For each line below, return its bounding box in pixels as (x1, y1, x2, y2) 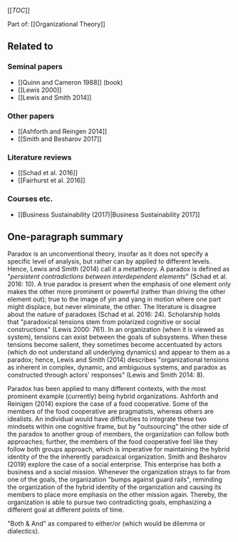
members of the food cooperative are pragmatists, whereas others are (7, 407, 214, 416)
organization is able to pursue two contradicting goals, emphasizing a (7, 498, 212, 506)
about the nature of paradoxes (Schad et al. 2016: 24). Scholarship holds (7, 310, 221, 319)
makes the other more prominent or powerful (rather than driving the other (7, 288, 226, 296)
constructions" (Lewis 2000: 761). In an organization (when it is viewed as (7, 325, 224, 334)
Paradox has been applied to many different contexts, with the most (7, 385, 207, 393)
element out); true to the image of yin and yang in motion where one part (7, 295, 221, 303)
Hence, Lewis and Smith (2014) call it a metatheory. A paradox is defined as (7, 265, 230, 273)
